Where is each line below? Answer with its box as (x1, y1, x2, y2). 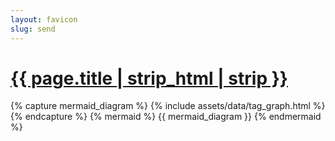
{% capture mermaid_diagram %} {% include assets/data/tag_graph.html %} (10, 100, 326, 112)
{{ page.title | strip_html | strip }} (10, 67, 288, 90)
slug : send (10, 24, 56, 34)
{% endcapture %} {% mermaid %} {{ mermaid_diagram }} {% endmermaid (10, 111, 322, 123)
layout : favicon (10, 14, 78, 25)
